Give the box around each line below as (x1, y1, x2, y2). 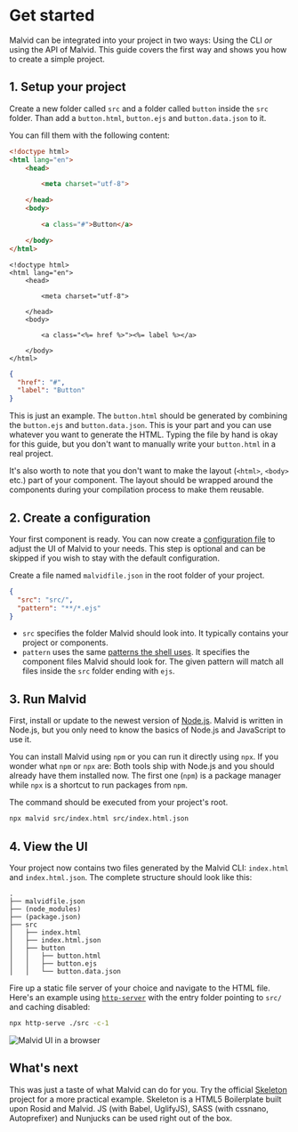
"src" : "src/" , (17, 595, 74, 604)
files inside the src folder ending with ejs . (21, 666, 175, 676)
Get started (9, 5, 95, 26)
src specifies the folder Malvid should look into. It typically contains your (21, 628, 289, 639)
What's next (9, 1061, 78, 1076)
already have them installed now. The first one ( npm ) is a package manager (9, 771, 282, 781)
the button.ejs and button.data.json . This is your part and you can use (9, 420, 272, 431)
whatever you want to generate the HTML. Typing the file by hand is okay (9, 429, 278, 441)
